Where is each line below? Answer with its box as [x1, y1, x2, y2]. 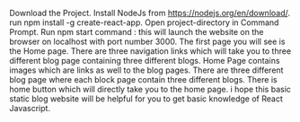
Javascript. [9, 103, 51, 113]
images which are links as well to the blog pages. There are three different [9, 65, 284, 75]
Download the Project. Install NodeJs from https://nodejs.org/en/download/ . [9, 8, 290, 18]
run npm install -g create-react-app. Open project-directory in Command [9, 17, 279, 28]
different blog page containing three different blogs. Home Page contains [9, 56, 280, 65]
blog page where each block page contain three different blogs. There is [9, 74, 278, 84]
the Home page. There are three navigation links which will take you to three [9, 46, 292, 57]
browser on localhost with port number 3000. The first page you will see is [9, 36, 286, 47]
